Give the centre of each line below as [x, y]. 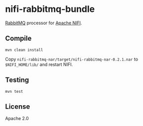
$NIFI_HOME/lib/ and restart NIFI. [39, 64]
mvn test [14, 91]
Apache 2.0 [17, 119]
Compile [18, 38]
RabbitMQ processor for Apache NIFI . [44, 23]
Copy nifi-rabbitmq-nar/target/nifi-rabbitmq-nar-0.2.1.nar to [71, 59]
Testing [17, 80]
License [18, 106]
